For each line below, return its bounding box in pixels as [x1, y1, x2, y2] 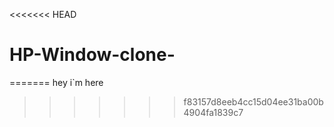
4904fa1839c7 [183, 106, 244, 118]
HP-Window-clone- [9, 44, 176, 66]
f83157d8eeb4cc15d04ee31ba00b [183, 95, 324, 108]
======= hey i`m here [9, 76, 104, 88]
